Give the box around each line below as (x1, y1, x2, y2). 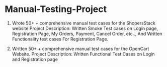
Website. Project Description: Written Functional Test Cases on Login (12, 51, 155, 57)
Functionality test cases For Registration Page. (12, 36, 109, 42)
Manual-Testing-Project (5, 3, 107, 15)
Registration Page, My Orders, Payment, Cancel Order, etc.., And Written (12, 30, 162, 36)
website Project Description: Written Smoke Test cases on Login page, (12, 25, 158, 31)
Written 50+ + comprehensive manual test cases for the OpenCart (12, 45, 149, 51)
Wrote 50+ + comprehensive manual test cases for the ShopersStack (12, 20, 156, 26)
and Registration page (12, 56, 58, 62)
